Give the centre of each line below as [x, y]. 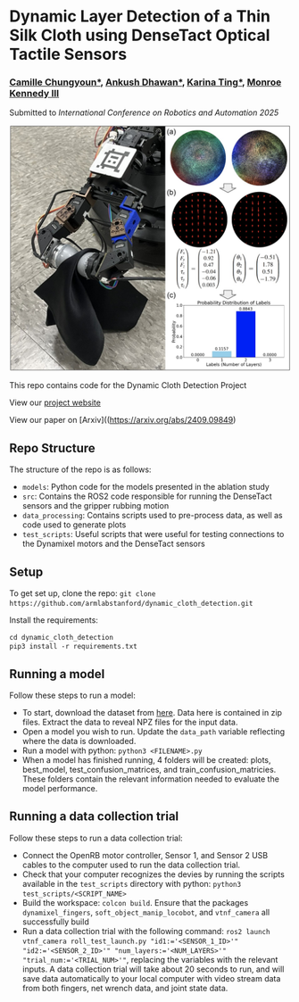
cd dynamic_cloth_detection [62, 638]
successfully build [55, 922]
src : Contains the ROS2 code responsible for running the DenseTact [147, 496]
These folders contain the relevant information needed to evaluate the [150, 779]
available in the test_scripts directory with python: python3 [132, 883]
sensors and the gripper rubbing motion [96, 506]
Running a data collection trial [94, 817]
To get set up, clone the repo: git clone [83, 593]
